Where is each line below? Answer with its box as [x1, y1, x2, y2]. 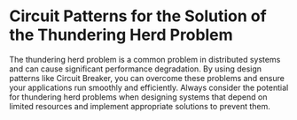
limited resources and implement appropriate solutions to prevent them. [9, 101, 270, 111]
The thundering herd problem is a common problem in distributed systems [9, 54, 281, 64]
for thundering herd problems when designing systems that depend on [9, 91, 268, 102]
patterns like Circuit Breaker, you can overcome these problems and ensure [9, 72, 285, 83]
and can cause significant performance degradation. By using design [9, 64, 262, 74]
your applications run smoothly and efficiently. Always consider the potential [9, 82, 289, 93]
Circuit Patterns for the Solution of [9, 6, 268, 26]
